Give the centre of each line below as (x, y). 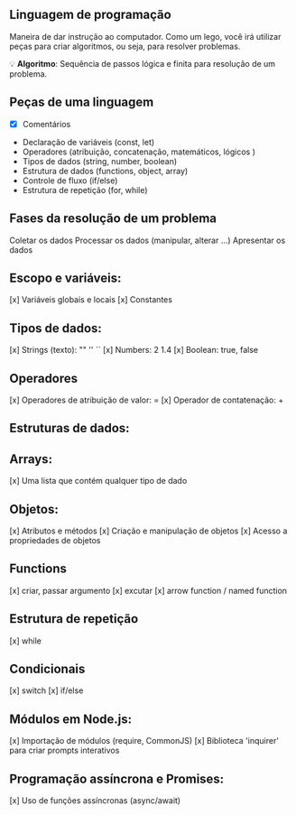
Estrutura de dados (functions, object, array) (105, 171)
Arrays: (31, 459)
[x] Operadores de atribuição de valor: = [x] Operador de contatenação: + (147, 400)
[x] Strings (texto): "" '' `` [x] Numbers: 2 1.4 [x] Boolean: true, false (134, 350)
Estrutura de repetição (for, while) (85, 190)
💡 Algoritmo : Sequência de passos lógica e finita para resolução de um (143, 63)
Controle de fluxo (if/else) (70, 181)
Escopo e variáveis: (65, 278)
